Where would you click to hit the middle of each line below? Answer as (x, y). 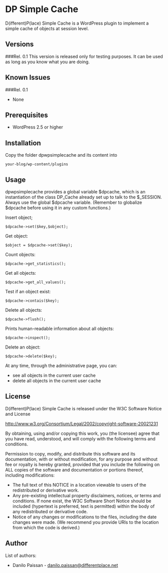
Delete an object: (23, 347)
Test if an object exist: (28, 292)
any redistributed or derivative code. (50, 511)
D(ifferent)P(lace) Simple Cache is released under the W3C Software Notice (83, 408)
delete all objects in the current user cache (57, 381)
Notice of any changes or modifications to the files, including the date (85, 517)
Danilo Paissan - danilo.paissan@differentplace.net (65, 565)
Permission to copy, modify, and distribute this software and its (70, 453)
